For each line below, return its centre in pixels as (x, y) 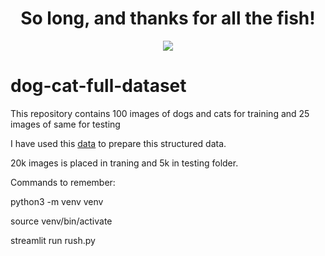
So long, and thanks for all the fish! (168, 18)
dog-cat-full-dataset (98, 86)
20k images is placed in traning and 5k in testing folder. (124, 163)
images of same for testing (65, 124)
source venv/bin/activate (61, 221)
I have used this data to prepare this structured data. (118, 143)
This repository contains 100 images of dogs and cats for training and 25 (160, 113)
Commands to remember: (63, 182)
